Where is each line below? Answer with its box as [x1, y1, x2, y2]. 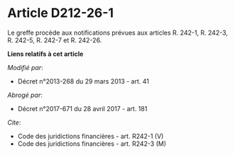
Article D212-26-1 [7, 5, 114, 21]
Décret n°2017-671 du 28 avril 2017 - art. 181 [17, 104, 148, 113]
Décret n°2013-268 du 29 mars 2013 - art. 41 [17, 76, 149, 86]
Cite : [7, 118, 21, 127]
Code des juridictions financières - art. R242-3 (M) [17, 139, 167, 148]
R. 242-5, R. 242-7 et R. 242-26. [7, 35, 102, 44]
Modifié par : [7, 63, 44, 71]
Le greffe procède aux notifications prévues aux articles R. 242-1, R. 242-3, [7, 28, 229, 37]
